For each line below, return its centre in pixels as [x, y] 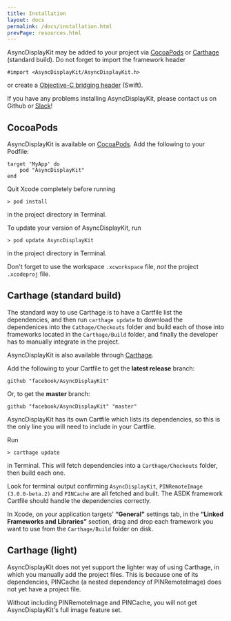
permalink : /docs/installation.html [60, 26]
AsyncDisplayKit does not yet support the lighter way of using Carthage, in [113, 567]
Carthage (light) [42, 550]
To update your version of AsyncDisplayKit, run [74, 228]
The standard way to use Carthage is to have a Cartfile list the [95, 312]
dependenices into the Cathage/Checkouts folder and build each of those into [116, 327]
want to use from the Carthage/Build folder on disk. [80, 529]
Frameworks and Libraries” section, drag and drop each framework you [110, 521]
